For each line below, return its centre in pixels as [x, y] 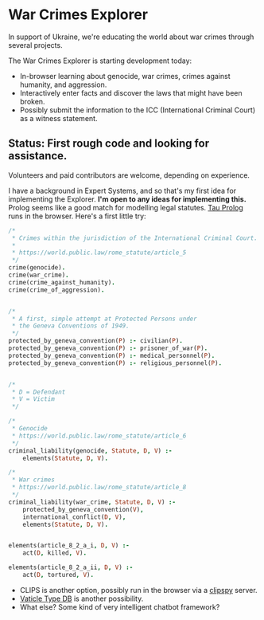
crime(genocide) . [37, 268]
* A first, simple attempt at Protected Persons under [104, 319]
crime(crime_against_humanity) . [62, 282]
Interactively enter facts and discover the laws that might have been [131, 92]
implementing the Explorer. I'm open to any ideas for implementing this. [127, 199]
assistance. [38, 156]
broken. [32, 101]
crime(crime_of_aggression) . [56, 290]
